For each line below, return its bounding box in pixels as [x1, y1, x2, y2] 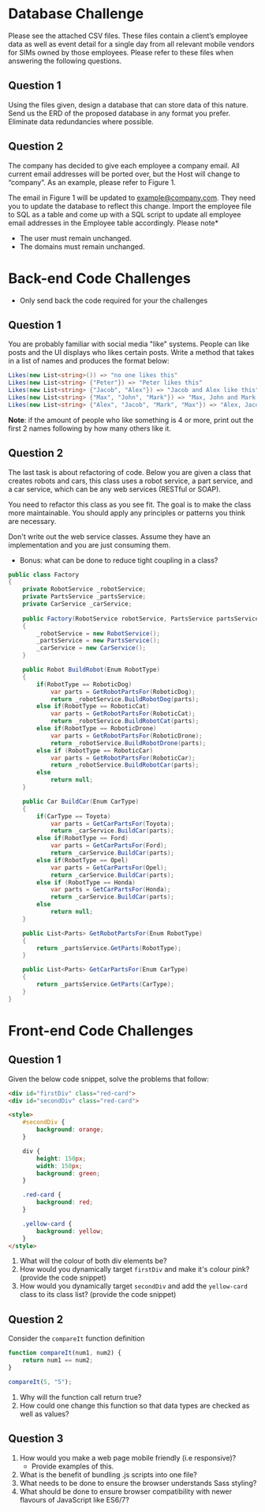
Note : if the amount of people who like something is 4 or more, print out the [8, 415, 254, 424]
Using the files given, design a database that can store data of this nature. [8, 100, 248, 109]
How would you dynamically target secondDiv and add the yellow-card [19, 1281, 248, 1291]
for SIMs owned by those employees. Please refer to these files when [8, 47, 234, 57]
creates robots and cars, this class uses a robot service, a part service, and [8, 476, 253, 485]
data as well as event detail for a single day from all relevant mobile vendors [8, 39, 255, 48]
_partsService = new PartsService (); [36, 637, 160, 645]
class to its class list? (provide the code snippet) [19, 1290, 177, 1299]
